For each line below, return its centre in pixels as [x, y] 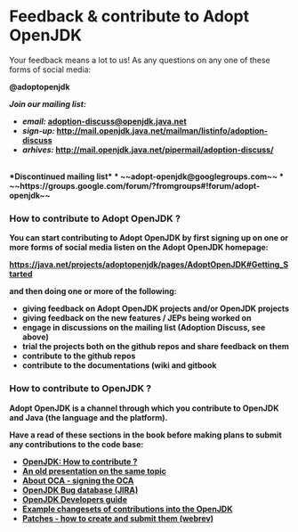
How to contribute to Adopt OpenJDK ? [95, 218]
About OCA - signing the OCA [78, 480]
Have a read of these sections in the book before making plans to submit [145, 435]
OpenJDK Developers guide [74, 499]
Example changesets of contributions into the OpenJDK [127, 509]
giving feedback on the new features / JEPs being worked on [137, 318]
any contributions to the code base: [77, 444]
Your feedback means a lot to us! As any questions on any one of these [140, 60]
